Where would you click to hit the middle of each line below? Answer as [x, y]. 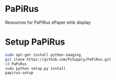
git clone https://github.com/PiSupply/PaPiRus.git [58, 59]
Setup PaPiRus [35, 42]
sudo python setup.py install [36, 68]
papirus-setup [19, 73]
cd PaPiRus [16, 64]
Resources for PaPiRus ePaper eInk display [48, 22]
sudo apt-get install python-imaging [43, 55]
